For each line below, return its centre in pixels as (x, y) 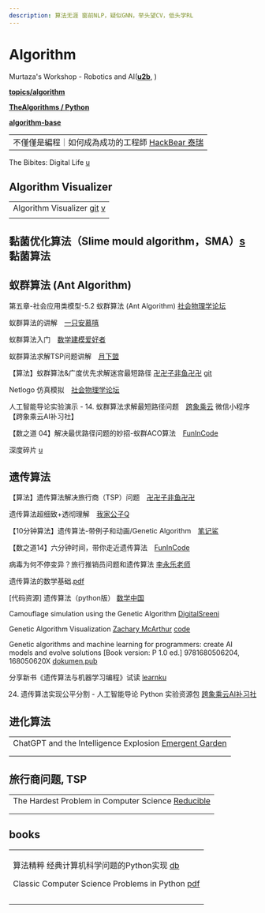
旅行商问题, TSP (48, 779)
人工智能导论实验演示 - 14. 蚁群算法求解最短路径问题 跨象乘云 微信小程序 (130, 406)
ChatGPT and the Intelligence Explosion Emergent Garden (120, 743)
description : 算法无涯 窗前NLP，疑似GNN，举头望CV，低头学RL (101, 15)
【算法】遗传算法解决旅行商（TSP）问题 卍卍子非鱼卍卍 (102, 497)
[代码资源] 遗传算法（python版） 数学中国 (77, 598)
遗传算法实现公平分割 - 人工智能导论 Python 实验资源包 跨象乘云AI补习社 (138, 694)
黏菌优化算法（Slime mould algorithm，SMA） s (127, 241)
